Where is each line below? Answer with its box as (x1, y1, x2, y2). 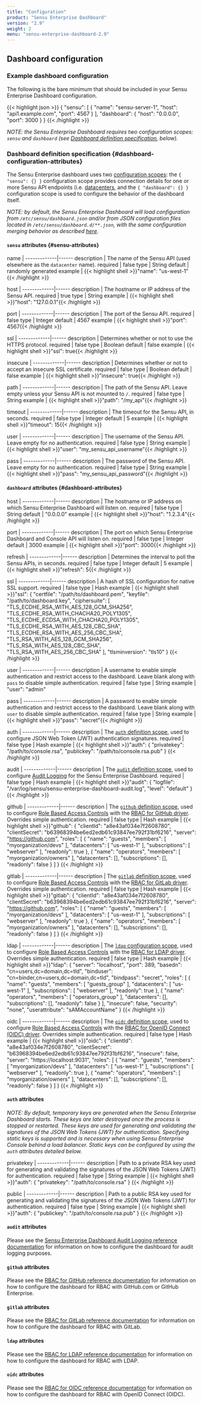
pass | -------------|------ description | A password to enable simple (7, 697, 177, 704)
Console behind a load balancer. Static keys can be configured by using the (7, 1141, 195, 1148)
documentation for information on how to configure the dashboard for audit (7, 1243, 194, 1250)
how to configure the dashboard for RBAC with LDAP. (7, 1357, 139, 1364)
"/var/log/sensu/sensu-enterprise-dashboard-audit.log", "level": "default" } (7, 784, 193, 792)
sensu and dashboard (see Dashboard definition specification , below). (7, 134, 179, 142)
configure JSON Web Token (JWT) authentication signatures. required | (7, 734, 184, 742)
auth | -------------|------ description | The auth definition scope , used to (7, 728, 189, 736)
